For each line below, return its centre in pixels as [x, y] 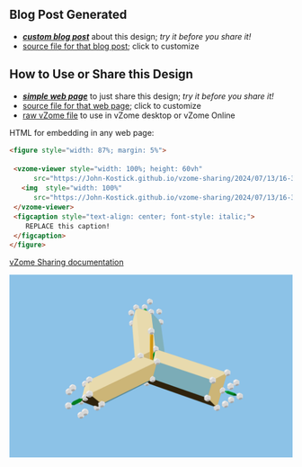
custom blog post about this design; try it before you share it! [137, 36]
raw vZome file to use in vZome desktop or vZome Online [129, 115]
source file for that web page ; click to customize [112, 105]
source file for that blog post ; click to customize [111, 46]
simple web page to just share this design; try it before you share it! [148, 96]
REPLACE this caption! [68, 226]
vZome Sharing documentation [67, 262]
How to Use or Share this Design [101, 74]
